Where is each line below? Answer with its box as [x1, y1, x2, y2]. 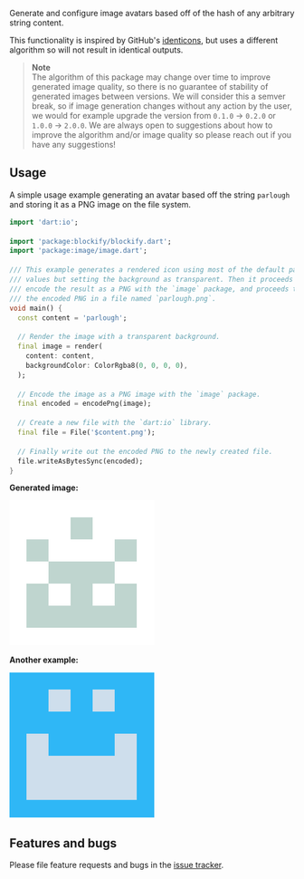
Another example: [9, 654, 79, 665]
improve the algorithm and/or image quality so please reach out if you [31, 130, 292, 140]
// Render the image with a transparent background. [17, 333, 221, 342]
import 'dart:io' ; [9, 217, 79, 227]
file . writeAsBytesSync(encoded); [17, 457, 144, 466]
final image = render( [17, 342, 103, 352]
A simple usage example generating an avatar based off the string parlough [9, 189, 290, 200]
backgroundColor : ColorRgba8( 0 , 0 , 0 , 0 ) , [25, 361, 188, 370]
